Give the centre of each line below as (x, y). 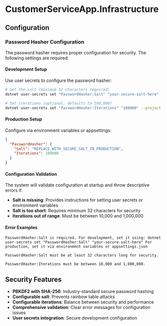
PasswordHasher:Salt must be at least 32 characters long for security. (82, 256)
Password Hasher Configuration (45, 42)
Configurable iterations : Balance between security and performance (83, 302)
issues (19, 313)
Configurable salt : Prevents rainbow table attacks (64, 297)
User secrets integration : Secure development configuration (75, 318)
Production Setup (24, 119)
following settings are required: (37, 58)
